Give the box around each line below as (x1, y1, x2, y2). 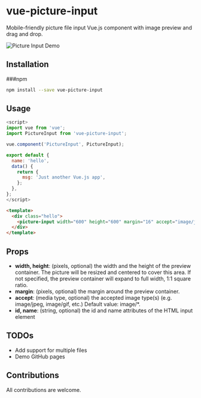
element (14, 313, 35, 320)
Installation (6, 59, 49, 70)
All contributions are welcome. (6, 386, 81, 393)
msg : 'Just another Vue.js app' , (22, 174, 106, 180)
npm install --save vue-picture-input (6, 87, 103, 93)
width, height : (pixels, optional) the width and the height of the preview (14, 263, 191, 269)
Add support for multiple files (14, 346, 87, 354)
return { (17, 169, 39, 175)
